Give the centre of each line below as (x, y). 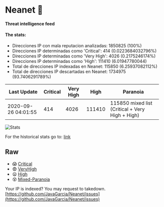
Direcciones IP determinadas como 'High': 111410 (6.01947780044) (80, 61)
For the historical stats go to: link (38, 136)
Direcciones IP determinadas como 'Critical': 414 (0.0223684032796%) (84, 51)
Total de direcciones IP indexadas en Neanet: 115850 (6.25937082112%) (85, 66)
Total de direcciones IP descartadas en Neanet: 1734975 (69, 71)
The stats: (16, 35)
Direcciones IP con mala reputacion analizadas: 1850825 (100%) (77, 45)
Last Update (23, 92)
